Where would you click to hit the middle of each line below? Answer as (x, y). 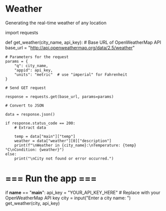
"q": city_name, (32, 66)
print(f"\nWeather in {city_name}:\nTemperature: (68, 145)
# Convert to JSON (24, 105)
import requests (22, 32)
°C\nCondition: (21, 149)
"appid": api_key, (34, 70)
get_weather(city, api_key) (33, 203)
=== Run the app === (51, 178)
